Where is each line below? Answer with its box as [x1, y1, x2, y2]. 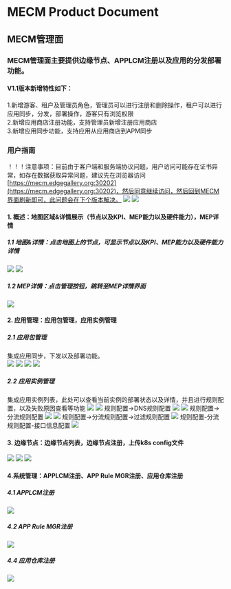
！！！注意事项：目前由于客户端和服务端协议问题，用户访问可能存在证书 [7, 162, 212, 171]
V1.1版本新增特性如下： [7, 84, 73, 93]
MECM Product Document [7, 4, 159, 20]
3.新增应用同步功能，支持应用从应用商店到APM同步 [7, 127, 153, 135]
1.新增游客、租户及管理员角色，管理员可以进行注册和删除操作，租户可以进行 [7, 100, 222, 109]
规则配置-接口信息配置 [7, 421, 71, 430]
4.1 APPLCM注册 [7, 489, 55, 497]
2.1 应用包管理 [7, 333, 47, 341]
